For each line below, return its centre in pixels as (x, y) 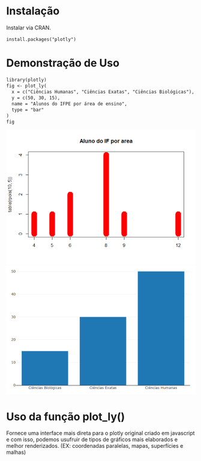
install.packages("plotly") (41, 39)
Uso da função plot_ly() (66, 416)
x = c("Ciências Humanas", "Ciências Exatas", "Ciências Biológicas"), (103, 92)
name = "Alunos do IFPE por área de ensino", (70, 104)
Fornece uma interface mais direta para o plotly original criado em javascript (100, 433)
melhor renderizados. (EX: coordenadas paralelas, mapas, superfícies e (95, 446)
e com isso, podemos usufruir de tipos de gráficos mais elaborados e (92, 439)
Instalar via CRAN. (28, 28)
